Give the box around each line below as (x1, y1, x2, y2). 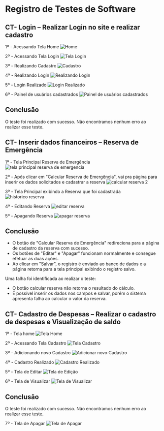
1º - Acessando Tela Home (5, 44, 59, 50)
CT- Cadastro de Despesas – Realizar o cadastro (5, 310, 156, 318)
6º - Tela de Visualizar (5, 378, 50, 384)
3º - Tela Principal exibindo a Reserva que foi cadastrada (5, 188, 121, 194)
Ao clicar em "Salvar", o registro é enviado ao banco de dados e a (12, 261, 146, 267)
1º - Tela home (5, 331, 35, 337)
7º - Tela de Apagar (5, 421, 45, 427)
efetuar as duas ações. (12, 256, 59, 262)
